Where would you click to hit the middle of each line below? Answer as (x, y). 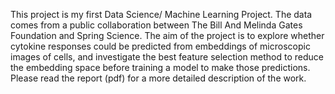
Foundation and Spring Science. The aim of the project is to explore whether (167, 35)
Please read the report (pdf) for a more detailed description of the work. (158, 78)
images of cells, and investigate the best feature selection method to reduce (167, 57)
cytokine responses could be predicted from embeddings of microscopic (160, 46)
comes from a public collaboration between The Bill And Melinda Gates (156, 25)
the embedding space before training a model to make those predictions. (160, 67)
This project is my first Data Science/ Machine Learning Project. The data (161, 14)
